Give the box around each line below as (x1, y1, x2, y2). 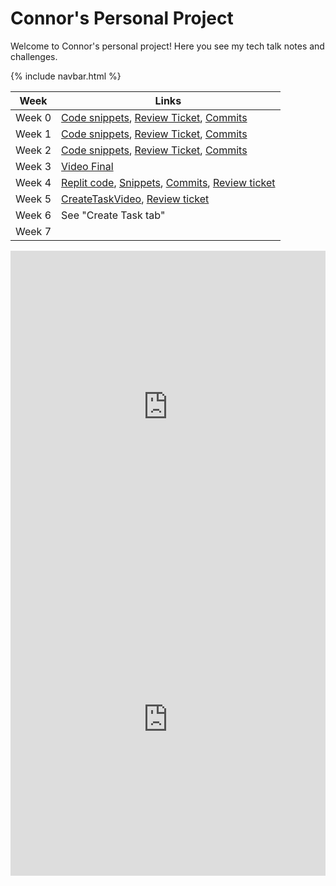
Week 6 (15, 208, 52, 222)
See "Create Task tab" (61, 208, 166, 222)
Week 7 (15, 224, 52, 238)
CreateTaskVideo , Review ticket (61, 192, 210, 206)
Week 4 (15, 175, 52, 189)
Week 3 (15, 159, 52, 173)
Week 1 (15, 127, 52, 141)
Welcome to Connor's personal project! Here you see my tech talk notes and (10, 40, 325, 52)
